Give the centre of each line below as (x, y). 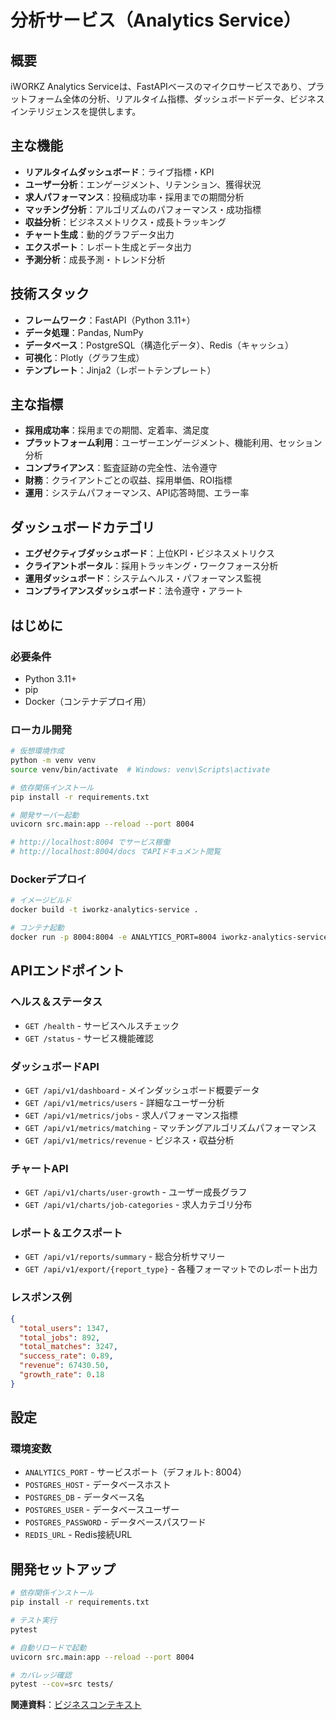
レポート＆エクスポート (66, 1233)
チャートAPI (39, 1168)
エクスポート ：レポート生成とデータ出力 (108, 247)
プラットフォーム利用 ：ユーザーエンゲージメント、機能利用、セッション (173, 443)
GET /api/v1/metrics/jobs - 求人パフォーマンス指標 (131, 1115)
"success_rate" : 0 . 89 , (66, 1356)
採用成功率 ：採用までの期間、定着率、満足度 (117, 430)
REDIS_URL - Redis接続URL (78, 1535)
